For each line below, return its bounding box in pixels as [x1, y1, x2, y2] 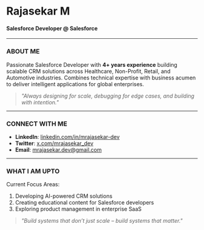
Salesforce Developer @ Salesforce [6, 24, 98, 32]
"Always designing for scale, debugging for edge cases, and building [21, 92, 195, 100]
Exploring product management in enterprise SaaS [15, 205, 142, 213]
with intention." [21, 98, 59, 106]
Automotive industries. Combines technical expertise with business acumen [6, 74, 196, 81]
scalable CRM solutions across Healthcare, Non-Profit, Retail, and [6, 67, 171, 75]
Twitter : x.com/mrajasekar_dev [15, 140, 94, 147]
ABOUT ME [6, 47, 40, 56]
